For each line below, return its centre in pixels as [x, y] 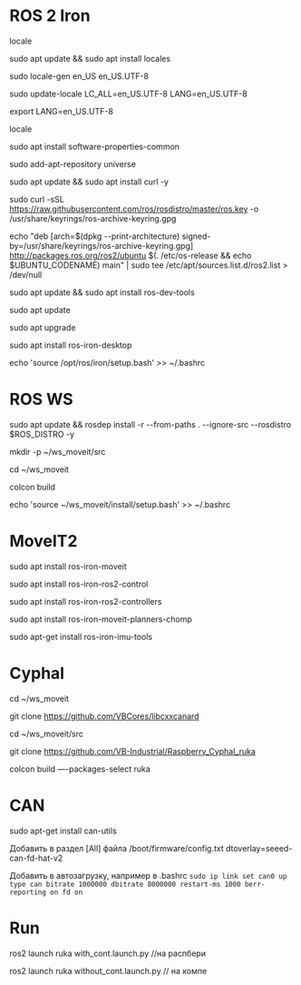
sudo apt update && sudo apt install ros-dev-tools [102, 292]
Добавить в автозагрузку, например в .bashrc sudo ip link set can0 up [148, 875]
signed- [196, 236]
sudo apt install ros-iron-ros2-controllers [86, 601]
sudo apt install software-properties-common [94, 146]
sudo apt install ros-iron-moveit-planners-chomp [101, 619]
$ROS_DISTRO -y [42, 434]
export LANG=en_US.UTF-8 [61, 111]
